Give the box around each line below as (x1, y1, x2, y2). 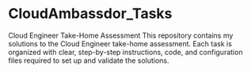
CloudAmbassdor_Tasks (8, 5, 173, 23)
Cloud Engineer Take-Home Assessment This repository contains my (8, 31, 234, 40)
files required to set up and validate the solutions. (8, 56, 169, 65)
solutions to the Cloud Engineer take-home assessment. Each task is (8, 38, 232, 48)
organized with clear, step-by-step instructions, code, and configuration (8, 47, 243, 57)
